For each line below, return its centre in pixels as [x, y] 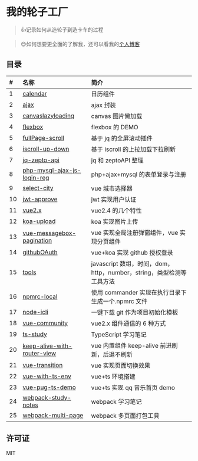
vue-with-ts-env [47, 376]
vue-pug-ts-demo [49, 387]
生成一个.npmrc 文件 [119, 301]
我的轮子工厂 [37, 12]
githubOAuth [40, 252]
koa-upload [39, 221]
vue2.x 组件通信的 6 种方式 [128, 323]
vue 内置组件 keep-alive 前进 [131, 345]
